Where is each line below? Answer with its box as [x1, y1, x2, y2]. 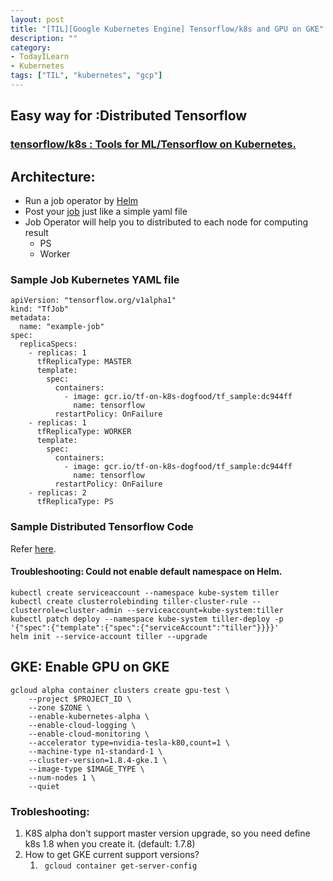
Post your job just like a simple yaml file [24, 206, 188, 217]
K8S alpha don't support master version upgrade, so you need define [24, 827, 311, 839]
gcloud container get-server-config [44, 861, 198, 871]
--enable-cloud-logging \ [28, 720, 137, 730]
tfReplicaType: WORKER [36, 427, 132, 437]
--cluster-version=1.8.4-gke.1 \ [28, 755, 168, 765]
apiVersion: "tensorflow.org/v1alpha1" [10, 296, 177, 306]
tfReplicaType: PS [36, 497, 114, 507]
